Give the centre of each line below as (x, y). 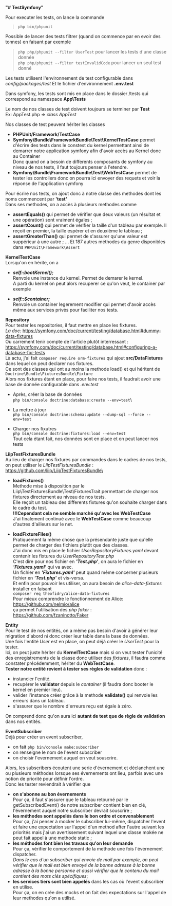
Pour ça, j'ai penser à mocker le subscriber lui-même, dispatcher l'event (89, 821)
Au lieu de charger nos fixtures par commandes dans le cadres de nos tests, (86, 459)
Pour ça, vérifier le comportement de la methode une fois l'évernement (88, 849)
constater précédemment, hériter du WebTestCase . (60, 663)
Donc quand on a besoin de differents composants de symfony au (83, 162)
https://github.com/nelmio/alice (46, 604)
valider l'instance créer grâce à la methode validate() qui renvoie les (85, 695)
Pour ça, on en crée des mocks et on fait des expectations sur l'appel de (89, 892)
